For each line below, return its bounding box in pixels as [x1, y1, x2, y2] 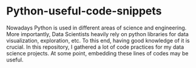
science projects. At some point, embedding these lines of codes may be [6, 49, 189, 57]
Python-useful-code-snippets [6, 4, 162, 18]
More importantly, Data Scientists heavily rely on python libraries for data [6, 30, 189, 37]
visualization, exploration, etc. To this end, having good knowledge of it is [6, 37, 190, 44]
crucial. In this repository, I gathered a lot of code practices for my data [6, 43, 184, 51]
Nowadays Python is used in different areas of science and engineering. [6, 24, 187, 31]
